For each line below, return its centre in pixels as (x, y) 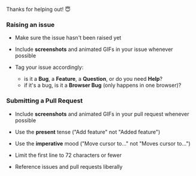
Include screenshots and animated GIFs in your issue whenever (94, 49)
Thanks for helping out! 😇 (38, 9)
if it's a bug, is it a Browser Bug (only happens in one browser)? (102, 85)
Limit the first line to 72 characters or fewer (68, 155)
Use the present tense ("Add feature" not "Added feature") (88, 132)
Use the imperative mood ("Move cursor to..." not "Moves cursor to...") (102, 143)
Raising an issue (31, 25)
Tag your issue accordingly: (49, 67)
